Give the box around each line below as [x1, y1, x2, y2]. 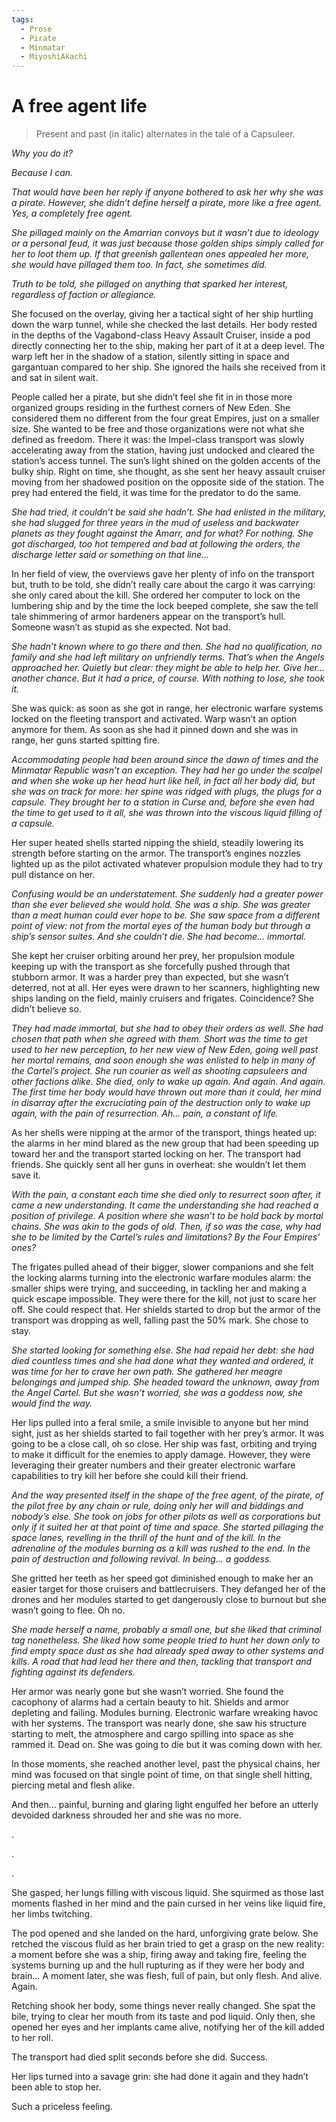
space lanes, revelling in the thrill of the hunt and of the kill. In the [11, 1532, 281, 1544]
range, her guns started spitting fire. [11, 734, 161, 746]
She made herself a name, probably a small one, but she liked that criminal [11, 1624, 322, 1636]
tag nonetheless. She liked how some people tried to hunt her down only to [11, 1634, 321, 1646]
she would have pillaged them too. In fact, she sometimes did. [11, 259, 268, 271]
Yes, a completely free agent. [11, 207, 133, 220]
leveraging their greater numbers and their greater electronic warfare [11, 1459, 296, 1471]
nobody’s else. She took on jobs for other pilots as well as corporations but [11, 1511, 321, 1523]
